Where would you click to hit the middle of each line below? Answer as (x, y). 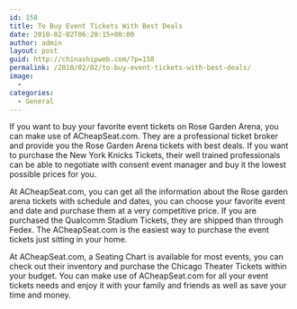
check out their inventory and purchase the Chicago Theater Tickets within (148, 267)
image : (22, 76)
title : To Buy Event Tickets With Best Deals (96, 26)
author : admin (36, 43)
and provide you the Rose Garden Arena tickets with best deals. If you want (149, 146)
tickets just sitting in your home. (68, 240)
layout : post (34, 51)
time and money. (40, 295)
